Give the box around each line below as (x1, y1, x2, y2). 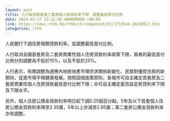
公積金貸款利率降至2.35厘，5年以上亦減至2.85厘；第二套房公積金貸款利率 (9, 104, 164, 110)
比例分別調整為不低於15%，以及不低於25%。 (5, 57, 100, 64)
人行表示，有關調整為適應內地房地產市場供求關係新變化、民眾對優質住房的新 (5, 69, 165, 75)
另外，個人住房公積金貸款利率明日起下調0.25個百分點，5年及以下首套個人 (5, 98, 159, 104)
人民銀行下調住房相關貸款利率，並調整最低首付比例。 (5, 41, 116, 47)
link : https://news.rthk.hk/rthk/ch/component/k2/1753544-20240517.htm (5, 21, 159, 27)
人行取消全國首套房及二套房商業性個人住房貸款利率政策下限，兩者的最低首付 (5, 51, 165, 57)
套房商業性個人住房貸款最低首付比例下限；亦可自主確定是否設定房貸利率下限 (5, 81, 165, 87)
